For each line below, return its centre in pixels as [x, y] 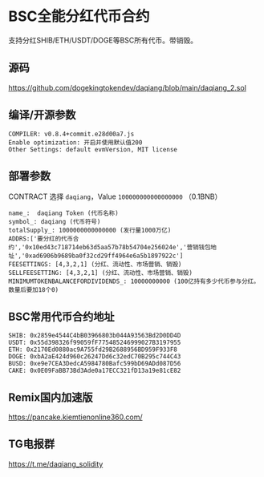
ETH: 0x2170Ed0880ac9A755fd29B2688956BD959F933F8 [93, 350]
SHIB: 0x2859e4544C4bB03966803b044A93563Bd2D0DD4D [95, 336]
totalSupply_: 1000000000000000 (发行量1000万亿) [90, 230]
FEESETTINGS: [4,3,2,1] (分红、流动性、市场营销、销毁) [95, 265]
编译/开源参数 [42, 115]
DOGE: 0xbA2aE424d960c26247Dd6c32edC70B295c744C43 [95, 357]
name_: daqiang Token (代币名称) [63, 213]
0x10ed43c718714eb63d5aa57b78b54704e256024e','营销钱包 [118, 248]
